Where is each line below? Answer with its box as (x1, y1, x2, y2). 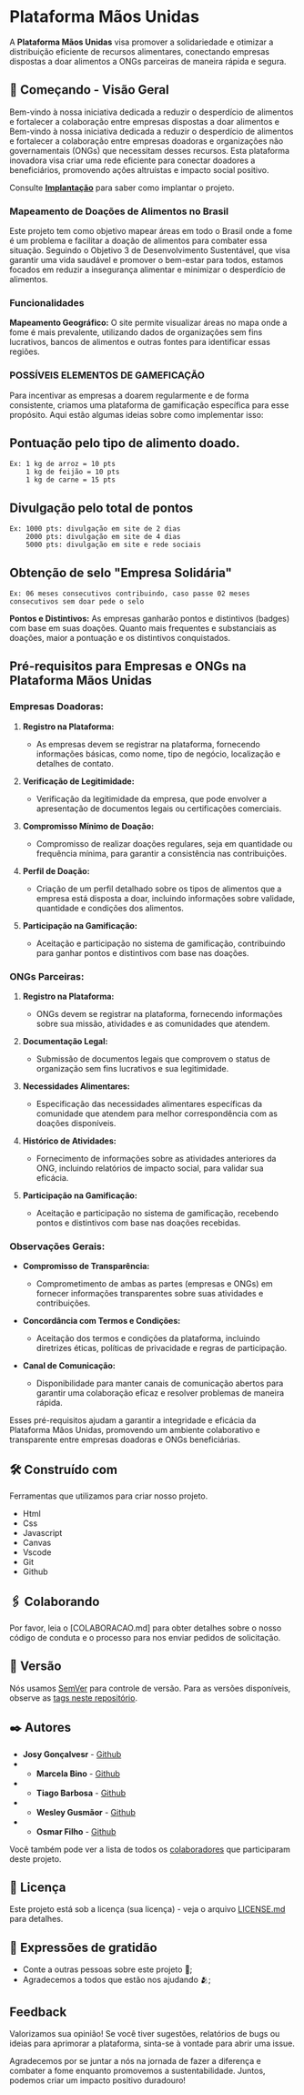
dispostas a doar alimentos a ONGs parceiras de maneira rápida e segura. (9, 56, 287, 66)
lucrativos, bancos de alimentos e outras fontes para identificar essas (9, 337, 271, 348)
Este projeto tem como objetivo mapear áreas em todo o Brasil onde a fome (9, 226, 293, 237)
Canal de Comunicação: (22, 1360, 116, 1371)
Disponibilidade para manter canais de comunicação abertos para (35, 1378, 284, 1389)
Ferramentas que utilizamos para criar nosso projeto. (9, 1490, 208, 1501)
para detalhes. (9, 1914, 64, 1925)
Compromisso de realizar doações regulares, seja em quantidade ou (35, 838, 293, 849)
